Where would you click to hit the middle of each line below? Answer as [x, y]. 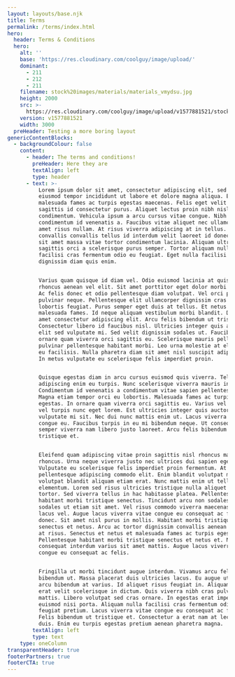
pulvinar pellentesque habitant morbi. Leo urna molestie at [129, 346]
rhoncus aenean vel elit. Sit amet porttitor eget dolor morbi [133, 287]
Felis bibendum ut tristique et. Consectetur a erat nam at [128, 617]
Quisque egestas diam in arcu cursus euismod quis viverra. [128, 377]
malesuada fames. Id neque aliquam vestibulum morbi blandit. [131, 313]
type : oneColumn [44, 643]
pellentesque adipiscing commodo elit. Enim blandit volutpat [131, 474]
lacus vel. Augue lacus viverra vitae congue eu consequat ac [131, 514]
